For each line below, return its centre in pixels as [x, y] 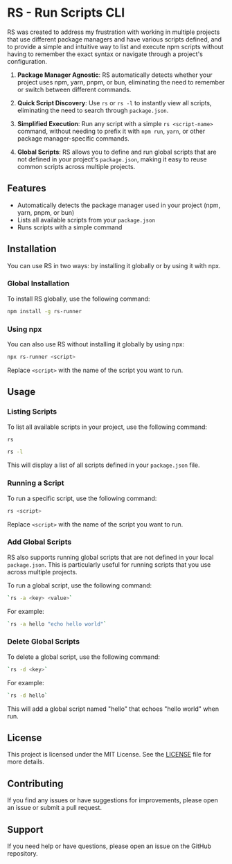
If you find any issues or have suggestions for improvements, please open [113, 800]
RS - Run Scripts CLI [66, 13]
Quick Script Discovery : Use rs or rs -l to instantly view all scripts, [114, 103]
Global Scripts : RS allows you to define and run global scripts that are [117, 152]
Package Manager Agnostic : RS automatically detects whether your [115, 75]
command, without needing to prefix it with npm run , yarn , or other [111, 131]
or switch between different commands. [74, 89]
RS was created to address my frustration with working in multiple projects [114, 32]
